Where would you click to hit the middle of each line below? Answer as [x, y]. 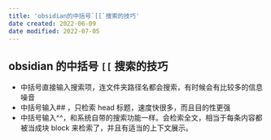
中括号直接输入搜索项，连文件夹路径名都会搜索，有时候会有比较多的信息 [141, 87]
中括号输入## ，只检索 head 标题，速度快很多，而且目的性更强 [125, 107]
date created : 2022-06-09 [52, 24]
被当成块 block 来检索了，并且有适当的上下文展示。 [106, 128]
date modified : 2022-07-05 [54, 31]
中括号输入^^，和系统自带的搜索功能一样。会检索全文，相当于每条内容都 [141, 118]
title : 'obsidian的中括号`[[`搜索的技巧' [74, 16]
